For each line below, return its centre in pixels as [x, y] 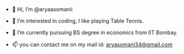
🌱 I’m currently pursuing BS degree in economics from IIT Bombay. [95, 32]
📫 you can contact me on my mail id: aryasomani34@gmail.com [92, 44]
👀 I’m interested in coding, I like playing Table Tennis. [78, 21]
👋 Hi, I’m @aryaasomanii [42, 9]
